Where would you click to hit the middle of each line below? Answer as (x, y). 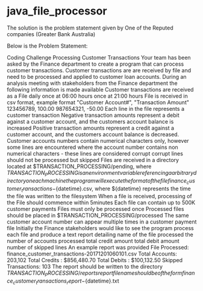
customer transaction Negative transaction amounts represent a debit (93, 115)
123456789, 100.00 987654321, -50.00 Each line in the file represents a (95, 108)
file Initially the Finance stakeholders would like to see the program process (101, 228)
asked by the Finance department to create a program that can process (95, 64)
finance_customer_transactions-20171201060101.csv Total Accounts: (92, 254)
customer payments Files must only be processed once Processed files (95, 209)
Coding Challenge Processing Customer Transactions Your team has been (99, 57)
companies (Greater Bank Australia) (51, 34)
